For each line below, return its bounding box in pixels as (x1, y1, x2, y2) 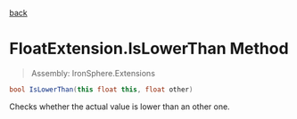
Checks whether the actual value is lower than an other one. (9, 101, 230, 112)
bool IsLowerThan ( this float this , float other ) (9, 84, 194, 94)
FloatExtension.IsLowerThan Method (9, 39, 289, 59)
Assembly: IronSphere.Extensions (30, 67, 156, 78)
